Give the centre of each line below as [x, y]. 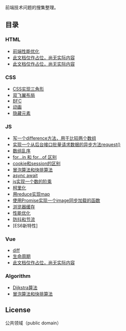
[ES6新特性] [25, 226]
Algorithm [18, 276]
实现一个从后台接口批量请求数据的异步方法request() [67, 145]
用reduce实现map [31, 194]
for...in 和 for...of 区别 [35, 157]
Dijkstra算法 [25, 288]
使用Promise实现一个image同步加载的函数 [56, 201]
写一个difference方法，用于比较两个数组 [54, 138]
